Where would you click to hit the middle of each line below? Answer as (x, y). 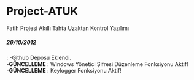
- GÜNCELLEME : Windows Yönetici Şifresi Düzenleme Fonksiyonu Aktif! (97, 64)
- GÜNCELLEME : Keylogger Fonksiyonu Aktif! (64, 70)
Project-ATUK (42, 11)
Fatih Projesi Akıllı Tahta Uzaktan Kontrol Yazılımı (68, 28)
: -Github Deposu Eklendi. (39, 57)
